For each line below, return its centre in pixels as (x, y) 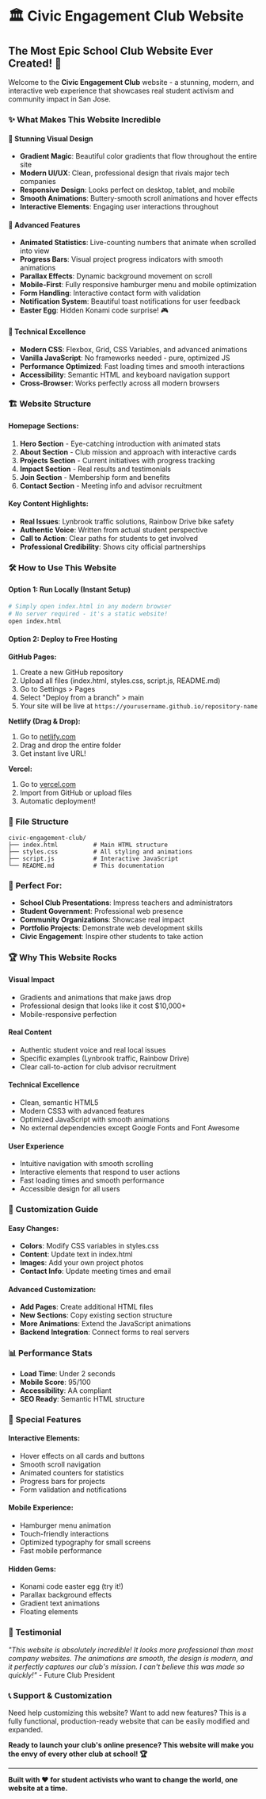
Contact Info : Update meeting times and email (95, 1272)
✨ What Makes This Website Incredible (84, 119)
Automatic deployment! (58, 801)
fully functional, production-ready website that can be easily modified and (129, 1721)
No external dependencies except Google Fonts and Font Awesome (129, 1127)
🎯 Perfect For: (35, 886)
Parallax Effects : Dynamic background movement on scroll (116, 276)
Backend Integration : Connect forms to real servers (104, 1332)
